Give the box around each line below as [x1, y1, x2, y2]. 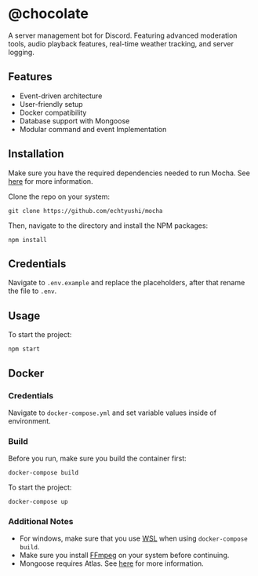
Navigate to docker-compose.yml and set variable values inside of [8, 408, 217, 417]
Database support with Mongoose [19, 116, 130, 126]
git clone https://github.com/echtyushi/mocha [8, 207, 163, 215]
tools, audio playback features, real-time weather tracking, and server [8, 39, 234, 48]
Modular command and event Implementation [19, 124, 167, 134]
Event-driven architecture [19, 91, 103, 101]
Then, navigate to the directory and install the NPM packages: [8, 221, 209, 230]
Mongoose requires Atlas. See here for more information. [19, 559, 204, 568]
